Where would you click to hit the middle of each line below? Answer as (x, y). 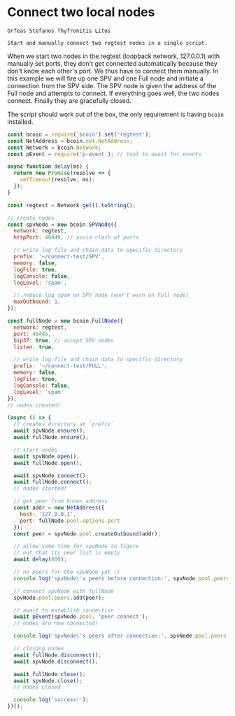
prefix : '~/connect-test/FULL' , (61, 366)
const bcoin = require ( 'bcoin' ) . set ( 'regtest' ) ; (79, 134)
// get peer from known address (61, 501)
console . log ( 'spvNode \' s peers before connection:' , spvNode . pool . (114, 578)
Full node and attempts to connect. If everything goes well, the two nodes (113, 93)
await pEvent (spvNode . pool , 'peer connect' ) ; (81, 617)
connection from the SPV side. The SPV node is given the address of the (112, 85)
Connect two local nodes (81, 12)
